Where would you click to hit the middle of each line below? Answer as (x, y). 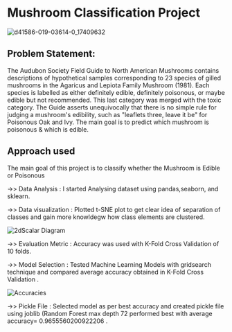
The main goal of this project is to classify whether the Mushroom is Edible (114, 168)
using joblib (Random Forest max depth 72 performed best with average (110, 313)
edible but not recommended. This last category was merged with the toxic (114, 100)
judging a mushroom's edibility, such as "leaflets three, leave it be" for (107, 114)
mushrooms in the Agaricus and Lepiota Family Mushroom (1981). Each (108, 85)
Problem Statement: (51, 54)
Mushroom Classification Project (104, 13)
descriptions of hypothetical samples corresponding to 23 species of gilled (114, 78)
